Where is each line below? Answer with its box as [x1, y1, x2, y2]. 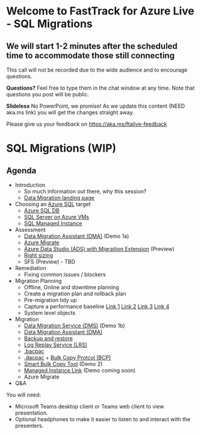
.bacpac [23, 348, 45, 354]
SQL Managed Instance [23, 220, 82, 227]
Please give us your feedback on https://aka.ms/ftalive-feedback [6, 120, 167, 128]
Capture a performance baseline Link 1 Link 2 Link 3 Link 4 [23, 303, 170, 310]
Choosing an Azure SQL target [14, 200, 91, 208]
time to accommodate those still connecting [6, 50, 175, 61]
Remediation [14, 265, 46, 271]
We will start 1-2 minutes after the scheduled [6, 41, 178, 51]
